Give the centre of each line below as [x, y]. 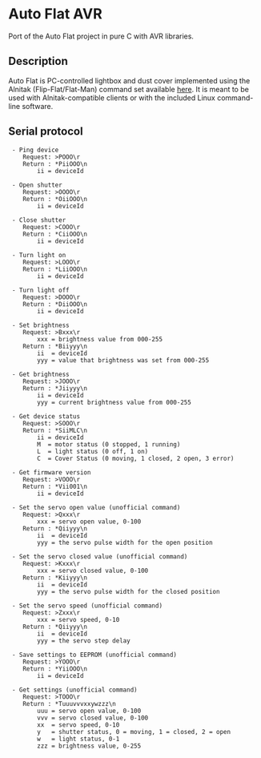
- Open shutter [37, 185]
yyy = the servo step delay [84, 641]
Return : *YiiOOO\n [55, 669]
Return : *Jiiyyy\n [55, 388]
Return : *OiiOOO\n [55, 199]
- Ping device [35, 150]
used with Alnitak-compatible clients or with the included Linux [112, 98]
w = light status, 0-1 [78, 739]
